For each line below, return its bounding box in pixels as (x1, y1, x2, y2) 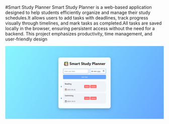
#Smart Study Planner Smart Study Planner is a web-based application (5, 4, 152, 10)
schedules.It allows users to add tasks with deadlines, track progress (5, 15, 148, 20)
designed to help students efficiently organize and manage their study (5, 9, 151, 15)
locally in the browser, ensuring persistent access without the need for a (5, 25, 155, 31)
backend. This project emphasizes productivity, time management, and (5, 31, 152, 36)
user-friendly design (5, 36, 48, 42)
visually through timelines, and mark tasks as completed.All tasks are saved (5, 20, 162, 26)
